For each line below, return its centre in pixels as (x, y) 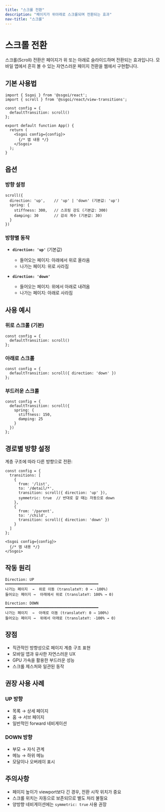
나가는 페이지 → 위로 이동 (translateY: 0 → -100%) (56, 589)
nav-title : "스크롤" (25, 19)
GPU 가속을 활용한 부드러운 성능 (43, 660)
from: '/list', (34, 484)
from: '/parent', (36, 511)
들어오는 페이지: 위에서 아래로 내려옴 (55, 286)
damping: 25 (30, 419)
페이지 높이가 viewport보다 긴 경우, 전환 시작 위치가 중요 (67, 792)
